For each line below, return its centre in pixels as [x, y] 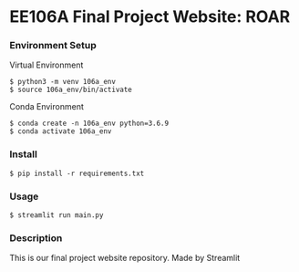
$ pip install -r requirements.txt [77, 173]
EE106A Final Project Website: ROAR [150, 17]
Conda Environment [46, 107]
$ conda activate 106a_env [61, 131]
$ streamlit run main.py [57, 215]
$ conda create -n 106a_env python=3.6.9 [89, 124]
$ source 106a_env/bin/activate [71, 90]
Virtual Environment [46, 65]
